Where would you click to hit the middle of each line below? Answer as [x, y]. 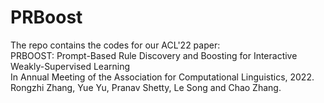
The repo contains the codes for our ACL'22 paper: [115, 45]
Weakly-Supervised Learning [70, 66]
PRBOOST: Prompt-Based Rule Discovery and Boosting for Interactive [154, 55]
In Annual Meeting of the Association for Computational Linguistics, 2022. [162, 77]
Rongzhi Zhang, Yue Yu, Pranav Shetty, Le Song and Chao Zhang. [146, 87]
